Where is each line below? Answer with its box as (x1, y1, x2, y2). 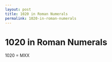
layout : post (5, 7, 31, 12)
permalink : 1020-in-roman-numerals (5, 16, 77, 21)
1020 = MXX (5, 52, 30, 58)
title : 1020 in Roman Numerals (5, 12, 68, 16)
